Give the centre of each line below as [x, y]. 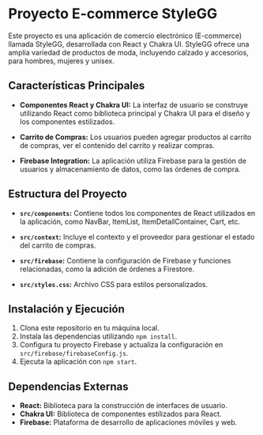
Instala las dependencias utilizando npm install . [98, 336]
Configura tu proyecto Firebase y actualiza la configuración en [121, 345]
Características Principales [77, 86]
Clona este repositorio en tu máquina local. [89, 328]
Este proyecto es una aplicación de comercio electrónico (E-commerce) [125, 36]
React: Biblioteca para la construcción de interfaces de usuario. [123, 406]
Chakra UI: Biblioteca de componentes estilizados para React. [121, 414]
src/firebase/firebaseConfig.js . [74, 354]
